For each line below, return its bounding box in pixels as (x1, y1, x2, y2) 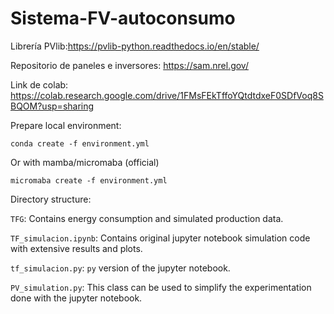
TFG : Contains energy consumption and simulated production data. (10, 212, 284, 224)
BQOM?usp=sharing (10, 100, 95, 112)
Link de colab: (10, 78, 69, 91)
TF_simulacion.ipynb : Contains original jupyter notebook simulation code (10, 232, 311, 244)
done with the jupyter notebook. (10, 292, 143, 304)
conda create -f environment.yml (10, 138, 150, 149)
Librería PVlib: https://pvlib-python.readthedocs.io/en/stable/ (10, 40, 260, 52)
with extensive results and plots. (10, 242, 143, 254)
